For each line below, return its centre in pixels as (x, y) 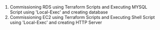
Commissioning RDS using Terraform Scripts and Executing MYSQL (79, 7)
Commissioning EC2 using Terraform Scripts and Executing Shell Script (82, 17)
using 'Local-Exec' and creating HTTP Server (56, 22)
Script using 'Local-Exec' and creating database (59, 12)
